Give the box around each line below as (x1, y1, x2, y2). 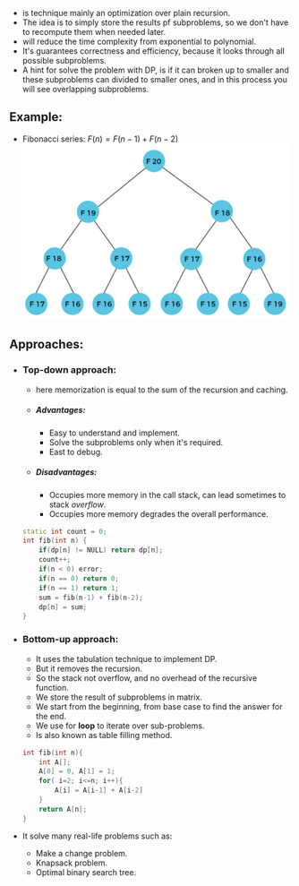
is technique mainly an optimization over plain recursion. (21, 8, 231, 18)
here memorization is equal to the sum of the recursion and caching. (35, 384, 288, 395)
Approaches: (9, 337, 84, 352)
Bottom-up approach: (21, 633, 119, 646)
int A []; (38, 757, 72, 767)
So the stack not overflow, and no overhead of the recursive (35, 672, 258, 684)
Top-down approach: (21, 364, 116, 376)
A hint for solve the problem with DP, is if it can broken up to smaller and (21, 65, 289, 75)
